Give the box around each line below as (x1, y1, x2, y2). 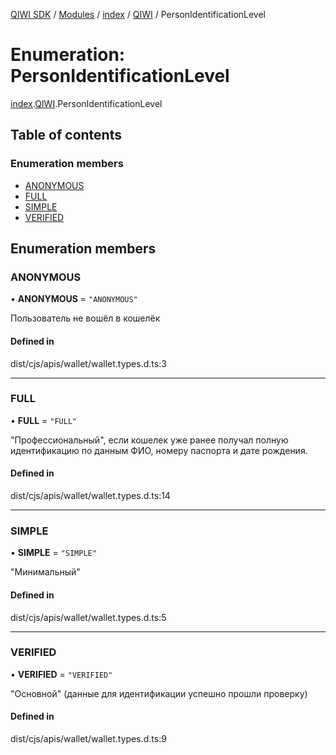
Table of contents (10, 127, 122, 144)
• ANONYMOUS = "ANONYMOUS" (10, 293, 138, 305)
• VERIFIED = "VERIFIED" (10, 668, 113, 680)
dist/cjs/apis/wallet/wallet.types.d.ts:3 (10, 357, 167, 369)
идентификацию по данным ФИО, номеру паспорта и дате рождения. (10, 444, 308, 456)
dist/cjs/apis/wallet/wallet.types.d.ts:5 (10, 611, 167, 623)
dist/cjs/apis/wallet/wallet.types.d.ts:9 (10, 733, 167, 745)
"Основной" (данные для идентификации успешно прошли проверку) (10, 687, 308, 699)
